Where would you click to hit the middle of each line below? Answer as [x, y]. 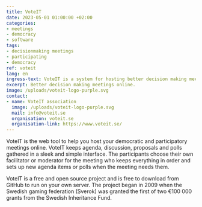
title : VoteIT [24, 12]
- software [20, 40]
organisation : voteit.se [43, 118]
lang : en [17, 74]
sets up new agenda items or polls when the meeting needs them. [88, 167]
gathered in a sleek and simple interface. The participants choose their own [100, 154]
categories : [21, 23]
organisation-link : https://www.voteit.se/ [67, 124]
